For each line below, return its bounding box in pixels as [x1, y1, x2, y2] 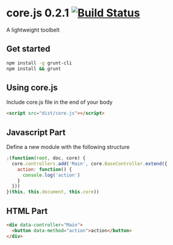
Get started [6, 44, 51, 54]
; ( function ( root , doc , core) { [6, 155, 86, 161]
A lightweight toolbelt [6, 26, 60, 33]
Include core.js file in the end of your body [6, 98, 113, 106]
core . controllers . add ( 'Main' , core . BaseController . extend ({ [12, 160, 168, 167]
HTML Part [6, 205, 48, 216]
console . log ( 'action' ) [22, 172, 80, 178]
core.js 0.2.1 [6, 6, 69, 20]
